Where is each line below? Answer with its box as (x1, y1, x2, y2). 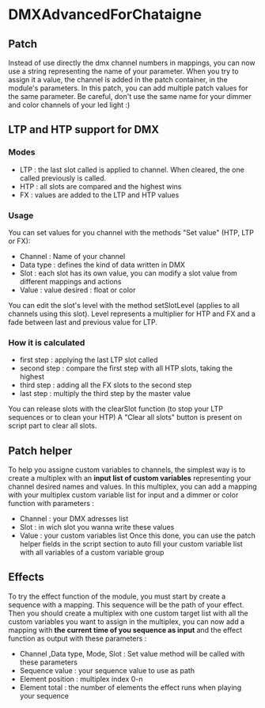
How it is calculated (8, 337, 85, 348)
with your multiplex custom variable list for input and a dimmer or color (8, 490, 239, 500)
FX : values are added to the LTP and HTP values (19, 190, 180, 200)
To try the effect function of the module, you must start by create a (8, 592, 226, 601)
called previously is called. (19, 173, 107, 183)
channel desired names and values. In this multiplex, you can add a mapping (8, 482, 257, 492)
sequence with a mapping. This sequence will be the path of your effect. (8, 600, 244, 609)
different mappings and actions (19, 276, 122, 286)
